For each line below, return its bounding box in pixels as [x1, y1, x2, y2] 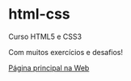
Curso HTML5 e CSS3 [8, 32, 82, 41]
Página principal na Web [8, 62, 90, 73]
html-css [8, 5, 70, 23]
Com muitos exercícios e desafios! [8, 47, 124, 57]
